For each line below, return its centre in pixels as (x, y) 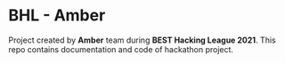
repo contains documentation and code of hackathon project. (121, 49)
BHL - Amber (57, 16)
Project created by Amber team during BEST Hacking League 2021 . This (142, 40)
